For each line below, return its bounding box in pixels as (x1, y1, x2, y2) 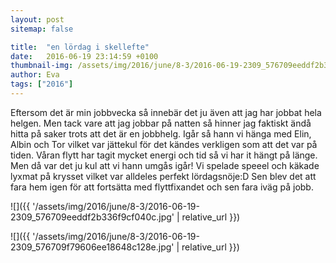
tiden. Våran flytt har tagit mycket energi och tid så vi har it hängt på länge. (10, 149, 318, 161)
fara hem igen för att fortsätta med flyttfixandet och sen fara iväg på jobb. (10, 181, 314, 193)
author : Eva (10, 70, 60, 80)
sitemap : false (10, 24, 74, 34)
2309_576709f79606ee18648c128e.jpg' (10, 241, 175, 253)
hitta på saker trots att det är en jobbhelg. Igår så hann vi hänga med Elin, (10, 127, 312, 140)
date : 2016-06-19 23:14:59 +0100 (10, 51, 159, 61)
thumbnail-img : (10, 61, 74, 71)
